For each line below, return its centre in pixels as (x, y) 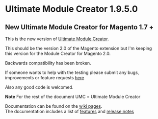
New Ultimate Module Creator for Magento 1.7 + (79, 27)
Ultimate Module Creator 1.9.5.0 (72, 9)
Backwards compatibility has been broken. (48, 63)
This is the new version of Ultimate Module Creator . (57, 39)
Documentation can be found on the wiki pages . (53, 106)
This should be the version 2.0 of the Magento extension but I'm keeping (79, 48)
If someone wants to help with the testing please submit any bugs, (72, 72)
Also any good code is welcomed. (39, 87)
